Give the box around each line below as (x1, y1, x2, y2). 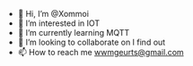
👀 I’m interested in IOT (17, 18, 101, 29)
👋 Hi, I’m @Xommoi (17, 9, 90, 19)
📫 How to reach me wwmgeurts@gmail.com (17, 47, 184, 57)
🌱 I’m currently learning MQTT (17, 28, 130, 37)
